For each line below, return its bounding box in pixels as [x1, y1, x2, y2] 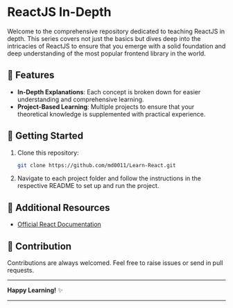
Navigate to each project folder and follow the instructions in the [17, 174, 201, 182]
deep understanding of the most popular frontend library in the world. [7, 49, 206, 58]
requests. [7, 266, 35, 275]
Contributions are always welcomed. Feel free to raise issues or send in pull [7, 259, 223, 267]
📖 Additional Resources [7, 202, 110, 214]
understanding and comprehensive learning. [17, 95, 144, 103]
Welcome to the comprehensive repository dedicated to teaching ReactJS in [7, 27, 225, 35]
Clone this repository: [17, 148, 79, 157]
